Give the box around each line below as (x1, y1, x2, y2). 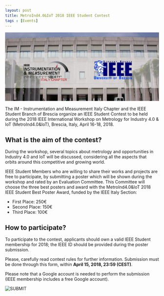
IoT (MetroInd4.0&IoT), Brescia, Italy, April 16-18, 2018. (5, 121, 114, 127)
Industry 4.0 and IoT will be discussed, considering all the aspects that (5, 154, 147, 160)
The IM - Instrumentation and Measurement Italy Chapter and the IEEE (5, 106, 146, 112)
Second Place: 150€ (12, 204, 53, 210)
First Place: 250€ (12, 199, 47, 205)
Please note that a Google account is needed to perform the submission (5, 271, 150, 276)
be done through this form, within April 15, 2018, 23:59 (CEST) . (5, 261, 133, 267)
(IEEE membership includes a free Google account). (5, 276, 109, 282)
